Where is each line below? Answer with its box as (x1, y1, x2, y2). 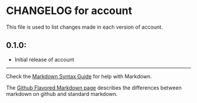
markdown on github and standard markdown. (6, 90, 118, 97)
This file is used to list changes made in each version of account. (6, 23, 163, 30)
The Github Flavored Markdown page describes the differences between (6, 84, 182, 91)
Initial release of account (14, 56, 74, 63)
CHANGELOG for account (6, 4, 133, 18)
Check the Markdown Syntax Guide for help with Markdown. (6, 73, 152, 80)
